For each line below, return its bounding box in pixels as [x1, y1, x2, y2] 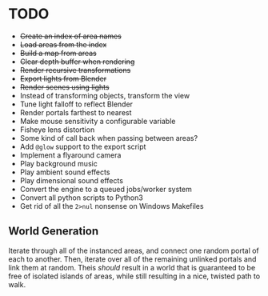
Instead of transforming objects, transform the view [19, 90, 190, 100]
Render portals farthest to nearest [19, 107, 132, 117]
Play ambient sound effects [19, 167, 110, 177]
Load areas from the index [19, 39, 107, 49]
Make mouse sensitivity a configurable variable [19, 116, 176, 126]
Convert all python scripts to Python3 [19, 193, 144, 202]
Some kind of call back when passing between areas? [19, 133, 198, 142]
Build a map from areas [19, 48, 98, 58]
